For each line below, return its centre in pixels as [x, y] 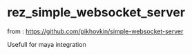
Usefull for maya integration [47, 44]
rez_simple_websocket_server [96, 13]
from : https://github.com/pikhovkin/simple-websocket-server [95, 31]
